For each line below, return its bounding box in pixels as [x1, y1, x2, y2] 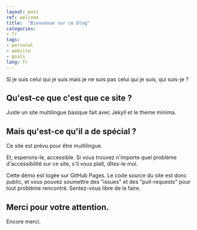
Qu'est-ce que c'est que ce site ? [6, 92, 132, 103]
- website [6, 48, 31, 54]
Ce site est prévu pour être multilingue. [6, 142, 103, 150]
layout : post [6, 8, 39, 15]
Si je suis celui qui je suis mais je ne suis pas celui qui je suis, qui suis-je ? [6, 76, 189, 83]
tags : [6, 37, 20, 43]
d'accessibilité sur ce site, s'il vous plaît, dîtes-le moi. [6, 160, 138, 168]
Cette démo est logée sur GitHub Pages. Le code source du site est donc [6, 172, 187, 179]
